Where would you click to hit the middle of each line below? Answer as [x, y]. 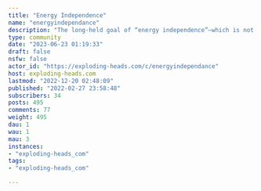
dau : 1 [19, 124]
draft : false [29, 52]
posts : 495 [26, 103]
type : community [34, 37]
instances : [26, 146]
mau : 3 [19, 139]
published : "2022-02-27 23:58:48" [65, 88]
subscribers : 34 [34, 95]
